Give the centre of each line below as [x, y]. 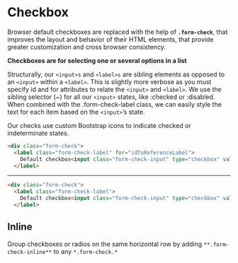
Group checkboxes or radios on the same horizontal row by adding [105, 244]
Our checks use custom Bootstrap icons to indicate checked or [99, 125]
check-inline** [30, 252]
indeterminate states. [38, 133]
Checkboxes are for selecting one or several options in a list [97, 60]
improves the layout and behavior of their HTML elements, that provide [110, 39]
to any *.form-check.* [86, 251]
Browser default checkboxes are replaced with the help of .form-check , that [118, 32]
